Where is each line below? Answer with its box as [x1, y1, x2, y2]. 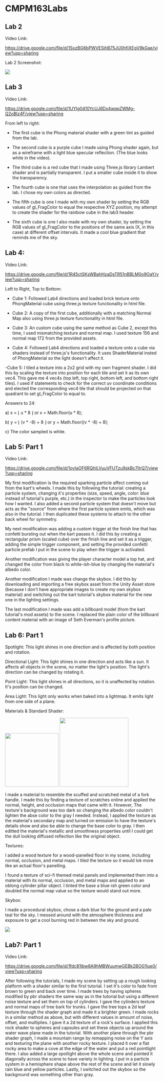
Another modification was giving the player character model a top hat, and [5, 556, 155, 562]
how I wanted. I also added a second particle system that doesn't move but [5, 501, 156, 507]
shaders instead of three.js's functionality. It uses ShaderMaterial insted [12, 350, 157, 356]
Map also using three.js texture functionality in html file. [12, 315, 124, 321]
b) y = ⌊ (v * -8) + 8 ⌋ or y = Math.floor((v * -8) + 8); [5, 419, 109, 425]
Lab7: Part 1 [5, 940, 41, 949]
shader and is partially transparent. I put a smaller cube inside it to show [12, 170, 157, 175]
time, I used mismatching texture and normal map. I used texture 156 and [12, 330, 159, 336]
